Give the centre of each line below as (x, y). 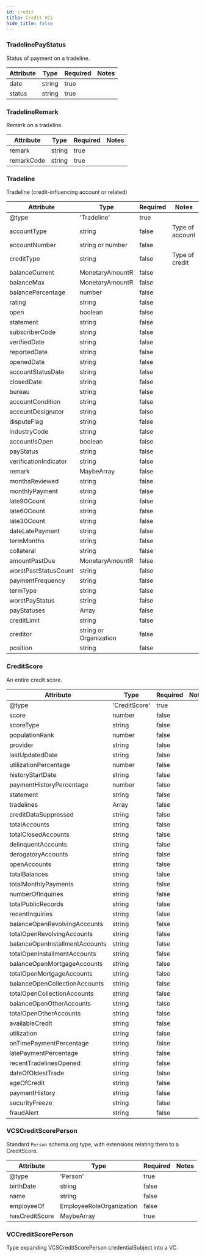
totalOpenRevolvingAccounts (51, 933)
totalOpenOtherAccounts (45, 1013)
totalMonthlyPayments (42, 884)
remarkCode (27, 160)
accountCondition (35, 402)
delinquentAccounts (38, 844)
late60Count (27, 511)
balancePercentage (38, 292)
